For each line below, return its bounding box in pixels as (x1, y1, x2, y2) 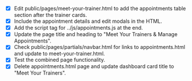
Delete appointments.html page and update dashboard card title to (13, 63, 174, 70)
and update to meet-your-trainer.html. (13, 50, 106, 57)
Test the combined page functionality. (13, 57, 106, 64)
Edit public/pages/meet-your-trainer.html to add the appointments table (13, 5, 186, 12)
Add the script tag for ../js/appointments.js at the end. (13, 24, 144, 31)
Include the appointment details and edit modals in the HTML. (13, 17, 163, 25)
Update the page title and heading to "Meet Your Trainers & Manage (13, 31, 178, 38)
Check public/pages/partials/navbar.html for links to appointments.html (13, 44, 186, 51)
